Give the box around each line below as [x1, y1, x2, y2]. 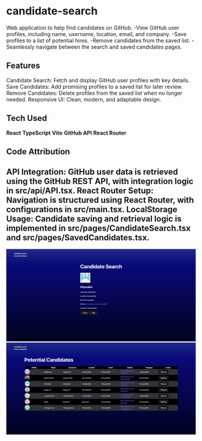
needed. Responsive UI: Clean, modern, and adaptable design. [6, 96, 161, 103]
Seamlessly [6, 43, 35, 50]
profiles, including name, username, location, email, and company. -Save [6, 30, 187, 37]
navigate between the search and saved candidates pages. [35, 43, 182, 50]
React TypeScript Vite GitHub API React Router [6, 129, 127, 136]
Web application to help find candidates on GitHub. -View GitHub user [6, 24, 180, 31]
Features [6, 61, 40, 71]
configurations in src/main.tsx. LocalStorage [6, 204, 177, 214]
